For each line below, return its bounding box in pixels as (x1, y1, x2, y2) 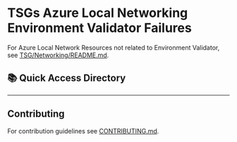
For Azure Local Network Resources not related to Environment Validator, (7, 43, 220, 52)
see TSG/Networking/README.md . (7, 51, 109, 59)
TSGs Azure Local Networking (7, 5, 188, 21)
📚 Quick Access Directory (7, 72, 126, 84)
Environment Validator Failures (7, 20, 192, 36)
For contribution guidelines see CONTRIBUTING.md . (7, 126, 159, 135)
